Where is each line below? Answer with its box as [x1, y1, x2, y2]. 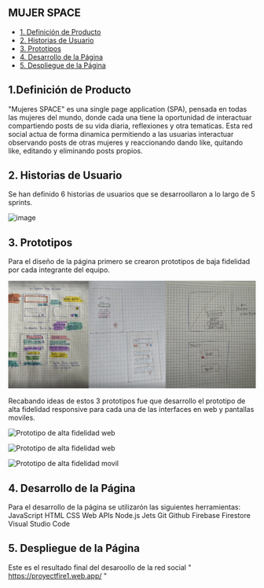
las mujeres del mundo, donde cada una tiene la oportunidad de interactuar [8, 112, 252, 122]
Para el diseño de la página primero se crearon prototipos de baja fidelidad [8, 257, 251, 266]
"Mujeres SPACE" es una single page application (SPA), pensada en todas [8, 104, 247, 113]
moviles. [8, 413, 35, 423]
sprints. [8, 198, 33, 208]
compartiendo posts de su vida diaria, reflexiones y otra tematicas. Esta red [8, 121, 253, 130]
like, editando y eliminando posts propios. [8, 145, 143, 156]
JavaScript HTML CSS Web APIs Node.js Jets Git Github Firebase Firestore [8, 511, 251, 520]
